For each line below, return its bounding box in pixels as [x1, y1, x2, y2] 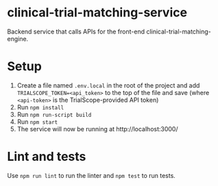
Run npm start [16, 118, 58, 126]
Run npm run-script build [16, 110, 92, 118]
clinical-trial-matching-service [7, 5, 187, 21]
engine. [7, 34, 29, 42]
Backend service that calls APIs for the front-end [7, 27, 145, 36]
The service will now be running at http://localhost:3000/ [16, 124, 178, 133]
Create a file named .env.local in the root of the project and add [16, 81, 200, 90]
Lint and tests [7, 149, 86, 165]
